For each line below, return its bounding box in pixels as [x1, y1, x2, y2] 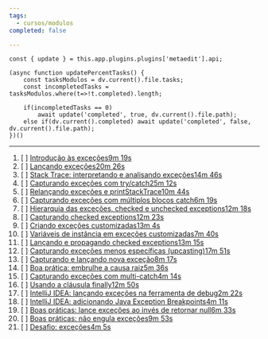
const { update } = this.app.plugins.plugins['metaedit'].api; [9, 55, 223, 64]
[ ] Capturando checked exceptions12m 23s [20, 212, 165, 222]
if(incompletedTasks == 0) [23, 104, 113, 112]
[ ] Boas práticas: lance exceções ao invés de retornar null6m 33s [20, 306, 236, 315]
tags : [9, 11, 27, 20]
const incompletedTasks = [23, 83, 110, 92]
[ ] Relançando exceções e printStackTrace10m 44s [20, 187, 190, 197]
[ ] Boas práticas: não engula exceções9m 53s [20, 314, 173, 323]
